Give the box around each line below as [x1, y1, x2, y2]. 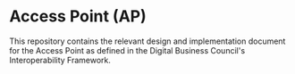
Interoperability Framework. [9, 54, 112, 65]
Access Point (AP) [9, 6, 147, 27]
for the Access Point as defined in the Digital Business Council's [9, 45, 246, 55]
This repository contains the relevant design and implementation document [9, 36, 286, 46]
